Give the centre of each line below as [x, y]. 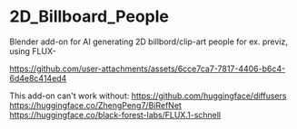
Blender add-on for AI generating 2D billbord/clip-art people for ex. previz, [148, 41]
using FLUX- [33, 51]
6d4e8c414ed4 [38, 78]
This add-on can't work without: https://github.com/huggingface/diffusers [148, 96]
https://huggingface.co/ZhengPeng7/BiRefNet [95, 105]
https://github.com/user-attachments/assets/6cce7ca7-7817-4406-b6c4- [148, 69]
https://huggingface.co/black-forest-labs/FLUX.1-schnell [115, 115]
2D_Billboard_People [89, 17]
